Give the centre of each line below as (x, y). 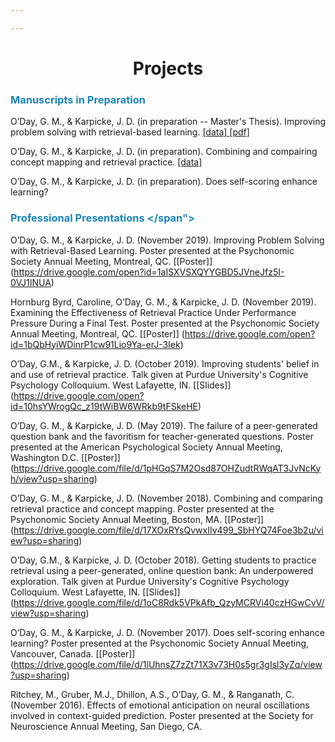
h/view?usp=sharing (52, 478)
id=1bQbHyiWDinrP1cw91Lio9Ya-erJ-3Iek (95, 344)
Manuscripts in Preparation (78, 99)
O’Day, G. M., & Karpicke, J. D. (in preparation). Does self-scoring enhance (164, 182)
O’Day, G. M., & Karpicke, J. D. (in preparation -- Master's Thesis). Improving (168, 122)
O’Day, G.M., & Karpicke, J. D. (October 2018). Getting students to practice (163, 560)
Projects (168, 68)
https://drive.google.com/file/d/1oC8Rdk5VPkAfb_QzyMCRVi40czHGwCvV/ (169, 602)
